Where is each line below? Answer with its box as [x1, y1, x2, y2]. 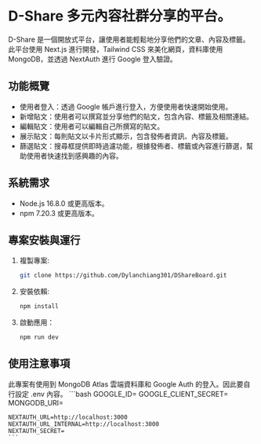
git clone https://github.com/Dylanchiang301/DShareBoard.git [19, 272, 227, 280]
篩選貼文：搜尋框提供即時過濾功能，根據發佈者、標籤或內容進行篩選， [19, 141, 247, 150]
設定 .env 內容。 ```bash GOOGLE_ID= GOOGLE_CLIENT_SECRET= [14, 389, 229, 398]
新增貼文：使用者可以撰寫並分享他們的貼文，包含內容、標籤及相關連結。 [19, 112, 253, 121]
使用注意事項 [8, 357, 71, 370]
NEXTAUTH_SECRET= [8, 427, 65, 435]
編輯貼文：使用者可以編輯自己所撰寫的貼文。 [19, 121, 165, 130]
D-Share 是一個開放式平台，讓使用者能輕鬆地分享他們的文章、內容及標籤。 [8, 35, 250, 44]
